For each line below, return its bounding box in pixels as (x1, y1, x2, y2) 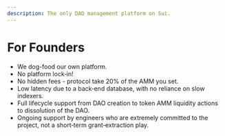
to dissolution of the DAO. (17, 106, 90, 114)
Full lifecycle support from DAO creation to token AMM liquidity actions (17, 99, 219, 107)
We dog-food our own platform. (17, 63, 107, 71)
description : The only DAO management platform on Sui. (7, 10, 171, 17)
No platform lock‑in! (17, 69, 74, 78)
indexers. (17, 91, 44, 100)
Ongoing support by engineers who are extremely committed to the (17, 113, 208, 122)
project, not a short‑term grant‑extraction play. (17, 121, 149, 129)
